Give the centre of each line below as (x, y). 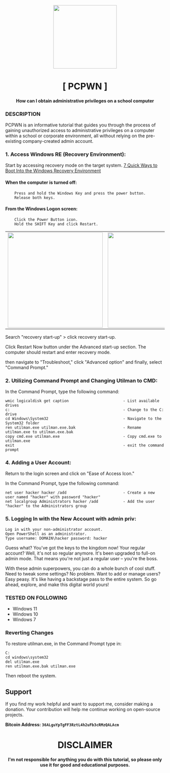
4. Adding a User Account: (38, 462)
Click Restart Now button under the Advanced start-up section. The (76, 347)
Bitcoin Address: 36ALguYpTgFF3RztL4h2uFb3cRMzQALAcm (62, 725)
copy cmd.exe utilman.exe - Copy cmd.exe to (83, 437)
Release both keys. (35, 198)
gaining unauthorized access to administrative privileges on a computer (80, 131)
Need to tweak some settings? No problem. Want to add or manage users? (83, 573)
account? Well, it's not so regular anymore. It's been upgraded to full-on (80, 553)
